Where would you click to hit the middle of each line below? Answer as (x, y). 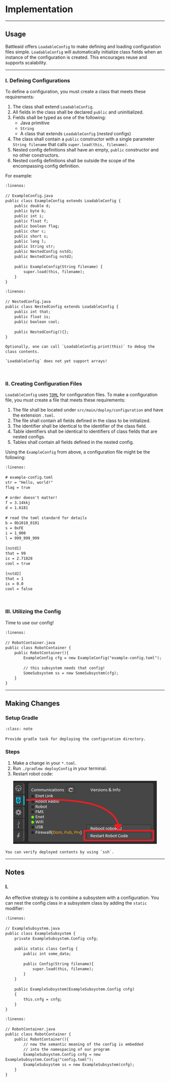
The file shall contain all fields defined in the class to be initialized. (81, 421)
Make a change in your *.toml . (45, 763)
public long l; (30, 242)
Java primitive (35, 123)
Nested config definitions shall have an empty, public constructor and (86, 150)
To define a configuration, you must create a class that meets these (75, 92)
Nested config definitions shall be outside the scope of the (74, 161)
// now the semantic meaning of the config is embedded (83, 1044)
